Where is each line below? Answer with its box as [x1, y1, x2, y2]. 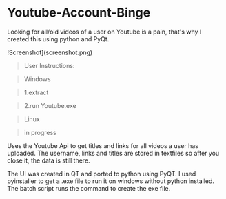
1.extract [23, 88, 49, 96]
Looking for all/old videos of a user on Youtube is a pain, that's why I [7, 28, 202, 36]
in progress [23, 128, 56, 136]
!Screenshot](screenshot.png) [7, 48, 93, 56]
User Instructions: [23, 61, 75, 70]
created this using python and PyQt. [7, 34, 110, 43]
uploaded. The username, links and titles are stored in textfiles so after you [7, 149, 220, 157]
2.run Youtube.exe [23, 101, 77, 109]
